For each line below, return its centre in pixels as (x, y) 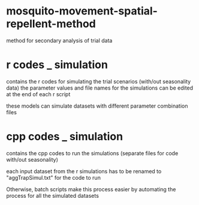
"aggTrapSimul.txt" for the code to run (53, 177)
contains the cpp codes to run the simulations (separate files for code (92, 153)
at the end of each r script (38, 94)
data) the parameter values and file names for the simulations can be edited (100, 88)
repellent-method (51, 24)
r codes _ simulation (57, 65)
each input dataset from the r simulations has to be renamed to (84, 171)
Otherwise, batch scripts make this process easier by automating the (91, 189)
